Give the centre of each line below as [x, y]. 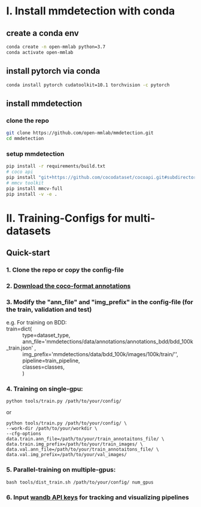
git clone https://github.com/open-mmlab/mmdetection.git [80, 133]
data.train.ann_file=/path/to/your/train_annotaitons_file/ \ [85, 439]
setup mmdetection [35, 154]
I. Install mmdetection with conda [91, 11]
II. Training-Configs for [64, 218]
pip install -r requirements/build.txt [56, 166]
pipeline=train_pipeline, [51, 361]
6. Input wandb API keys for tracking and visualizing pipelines [98, 497]
